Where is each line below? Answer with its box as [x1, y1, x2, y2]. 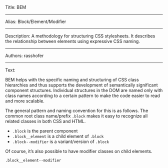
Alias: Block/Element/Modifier [5, 18, 66, 24]
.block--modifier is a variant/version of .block [12, 138, 109, 144]
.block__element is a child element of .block [12, 133, 104, 139]
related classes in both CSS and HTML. [5, 118, 86, 124]
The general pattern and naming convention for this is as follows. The [5, 107, 148, 113]
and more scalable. [5, 98, 45, 104]
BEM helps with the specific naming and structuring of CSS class [5, 77, 139, 82]
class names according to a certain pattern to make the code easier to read [5, 92, 160, 98]
